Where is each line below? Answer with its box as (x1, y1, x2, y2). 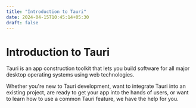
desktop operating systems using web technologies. (6, 71, 135, 78)
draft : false (6, 20, 39, 26)
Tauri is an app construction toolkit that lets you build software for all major (6, 65, 190, 72)
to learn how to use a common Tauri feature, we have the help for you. (6, 96, 179, 103)
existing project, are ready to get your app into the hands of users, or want (6, 89, 189, 96)
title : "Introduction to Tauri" (6, 8, 86, 15)
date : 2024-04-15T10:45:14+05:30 (6, 14, 89, 20)
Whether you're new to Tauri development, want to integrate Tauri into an (6, 82, 186, 90)
